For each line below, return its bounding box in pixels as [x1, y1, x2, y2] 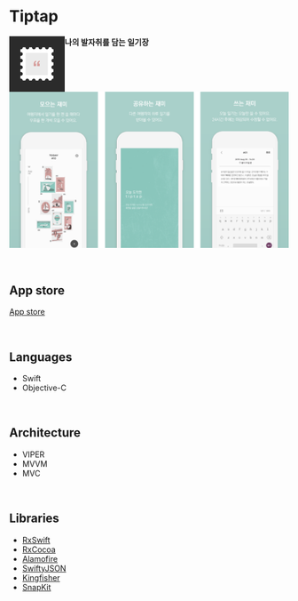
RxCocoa [21, 544, 56, 555]
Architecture [9, 425, 82, 441]
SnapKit [21, 581, 51, 592]
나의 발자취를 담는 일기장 [65, 36, 149, 47]
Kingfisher [21, 572, 60, 583]
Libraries [9, 511, 59, 526]
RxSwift [21, 534, 51, 545]
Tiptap [9, 6, 59, 27]
